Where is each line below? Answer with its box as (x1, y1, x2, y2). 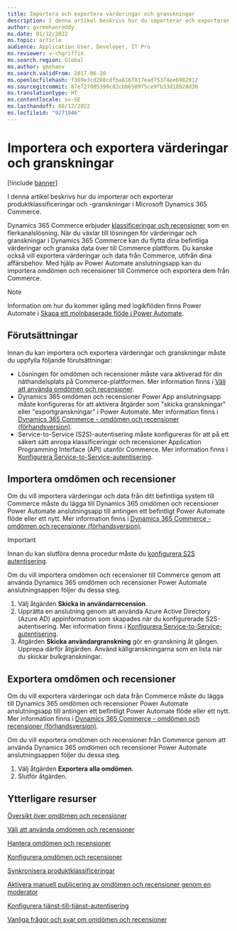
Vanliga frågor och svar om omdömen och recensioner (7, 915, 167, 923)
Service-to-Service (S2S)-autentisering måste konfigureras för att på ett (17, 430, 229, 439)
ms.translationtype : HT (7, 89, 78, 97)
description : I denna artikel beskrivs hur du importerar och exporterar (7, 17, 231, 24)
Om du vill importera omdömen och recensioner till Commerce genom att (7, 571, 221, 579)
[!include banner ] (7, 178, 58, 187)
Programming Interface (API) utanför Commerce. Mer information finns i (17, 445, 228, 453)
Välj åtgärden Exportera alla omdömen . (17, 764, 134, 773)
